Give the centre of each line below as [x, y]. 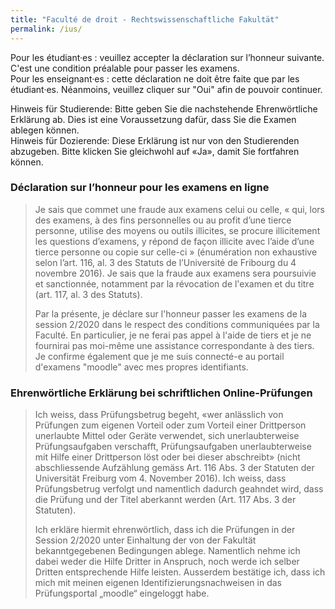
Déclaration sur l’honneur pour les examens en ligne [140, 188]
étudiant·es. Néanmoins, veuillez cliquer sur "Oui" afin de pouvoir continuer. [166, 89]
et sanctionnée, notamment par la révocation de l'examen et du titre [174, 283]
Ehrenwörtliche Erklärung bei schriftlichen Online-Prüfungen [161, 393]
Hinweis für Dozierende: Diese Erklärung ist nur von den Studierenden [155, 140]
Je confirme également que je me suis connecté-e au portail [159, 356]
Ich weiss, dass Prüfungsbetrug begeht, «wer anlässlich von [159, 415]
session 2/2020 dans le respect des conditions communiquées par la [177, 324]
